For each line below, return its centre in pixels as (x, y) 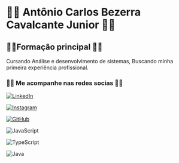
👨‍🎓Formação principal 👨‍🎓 (54, 47)
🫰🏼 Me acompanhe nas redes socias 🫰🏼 (65, 83)
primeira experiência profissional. (47, 67)
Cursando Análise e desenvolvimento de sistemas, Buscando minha (90, 61)
